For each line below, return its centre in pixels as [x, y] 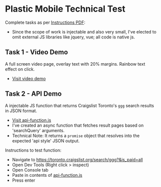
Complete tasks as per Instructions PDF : [45, 22]
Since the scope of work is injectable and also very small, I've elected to [84, 32]
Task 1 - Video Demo [37, 52]
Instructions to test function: [33, 150]
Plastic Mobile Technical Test [65, 9]
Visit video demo [29, 78]
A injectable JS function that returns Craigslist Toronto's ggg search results [80, 105]
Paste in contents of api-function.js [47, 175]
